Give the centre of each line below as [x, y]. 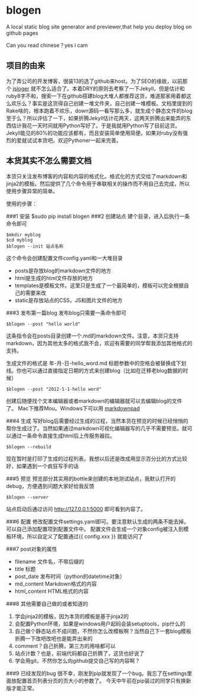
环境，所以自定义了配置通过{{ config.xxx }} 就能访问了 [77, 536]
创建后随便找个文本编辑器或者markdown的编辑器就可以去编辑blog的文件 [94, 401]
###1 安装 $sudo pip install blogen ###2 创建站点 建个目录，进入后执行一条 [98, 216]
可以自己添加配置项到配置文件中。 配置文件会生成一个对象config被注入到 [95, 529]
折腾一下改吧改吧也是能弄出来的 [53, 638]
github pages [22, 33]
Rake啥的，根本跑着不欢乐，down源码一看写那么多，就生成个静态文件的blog [99, 111]
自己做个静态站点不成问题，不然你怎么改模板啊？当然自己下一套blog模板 [103, 631]
